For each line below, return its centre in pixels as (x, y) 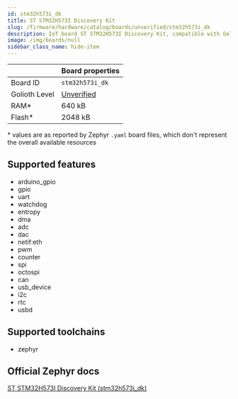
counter (29, 257)
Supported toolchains (56, 332)
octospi (29, 272)
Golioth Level (33, 94)
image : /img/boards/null (44, 40)
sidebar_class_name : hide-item (53, 47)
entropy (29, 212)
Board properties (91, 71)
